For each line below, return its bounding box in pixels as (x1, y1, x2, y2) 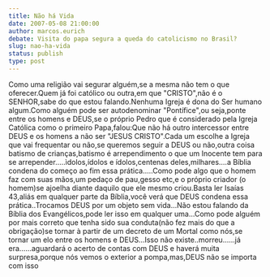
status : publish (8, 50, 63, 58)
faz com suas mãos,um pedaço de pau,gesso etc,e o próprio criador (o (8, 174, 246, 184)
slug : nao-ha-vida (8, 42, 71, 50)
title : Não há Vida (8, 11, 75, 20)
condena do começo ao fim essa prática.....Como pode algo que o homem (8, 166, 257, 175)
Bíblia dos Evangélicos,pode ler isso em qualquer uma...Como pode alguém (8, 209, 261, 219)
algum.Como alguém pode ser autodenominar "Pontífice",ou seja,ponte (8, 105, 246, 115)
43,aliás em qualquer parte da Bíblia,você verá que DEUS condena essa (8, 192, 249, 201)
